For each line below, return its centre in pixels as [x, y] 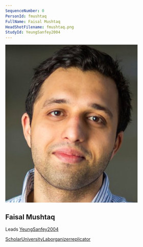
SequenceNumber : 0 [25, 11]
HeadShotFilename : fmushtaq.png [40, 27]
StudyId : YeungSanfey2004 [33, 32]
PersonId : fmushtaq [26, 16]
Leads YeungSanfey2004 [32, 229]
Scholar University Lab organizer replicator [48, 239]
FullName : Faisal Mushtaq [33, 21]
